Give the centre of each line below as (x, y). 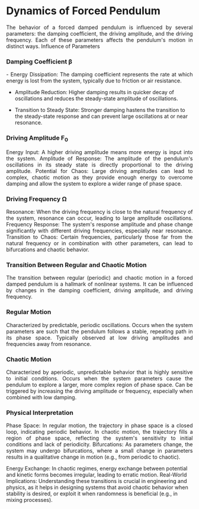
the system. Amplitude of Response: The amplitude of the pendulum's (99, 158)
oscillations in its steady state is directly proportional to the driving (99, 165)
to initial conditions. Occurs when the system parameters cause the (99, 378)
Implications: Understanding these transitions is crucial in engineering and (97, 481)
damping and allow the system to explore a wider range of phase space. (94, 183)
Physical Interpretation (40, 412)
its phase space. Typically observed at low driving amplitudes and (99, 337)
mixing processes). (30, 500)
